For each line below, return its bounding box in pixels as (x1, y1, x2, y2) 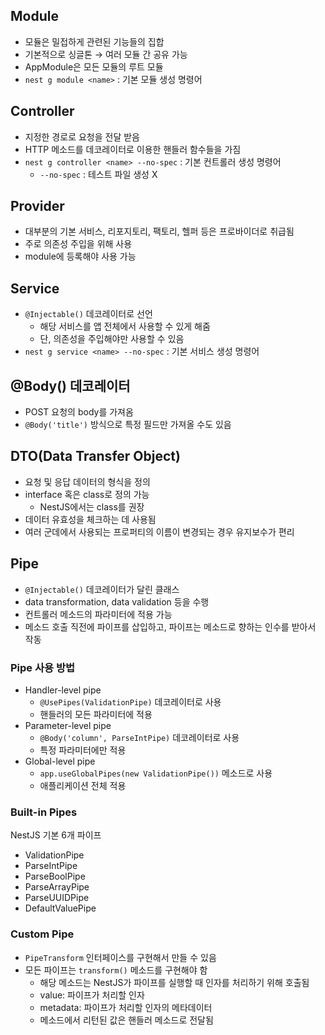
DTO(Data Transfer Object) (10, 448, 181, 465)
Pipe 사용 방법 (10, 660, 76, 674)
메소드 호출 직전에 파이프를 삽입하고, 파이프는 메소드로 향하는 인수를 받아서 (24, 620, 317, 633)
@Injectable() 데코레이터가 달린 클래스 (24, 583, 180, 595)
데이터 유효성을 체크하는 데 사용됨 (24, 513, 157, 525)
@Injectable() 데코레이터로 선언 (24, 308, 153, 320)
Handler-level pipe (24, 684, 102, 696)
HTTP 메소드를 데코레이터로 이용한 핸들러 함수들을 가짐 (24, 143, 242, 155)
